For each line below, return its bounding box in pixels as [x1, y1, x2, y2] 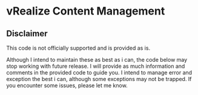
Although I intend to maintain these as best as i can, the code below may [6, 56, 188, 63]
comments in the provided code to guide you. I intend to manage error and [6, 69, 193, 76]
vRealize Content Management [6, 4, 165, 18]
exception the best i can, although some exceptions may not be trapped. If [6, 76, 192, 82]
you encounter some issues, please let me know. [6, 82, 128, 89]
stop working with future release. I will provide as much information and [6, 62, 185, 70]
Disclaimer [6, 28, 48, 39]
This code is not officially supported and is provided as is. [6, 44, 150, 51]
